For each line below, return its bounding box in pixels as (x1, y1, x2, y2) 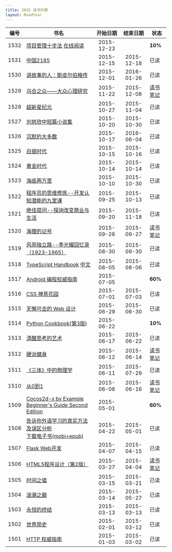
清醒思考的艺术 (26, 334, 62, 342)
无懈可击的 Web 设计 (26, 305, 76, 312)
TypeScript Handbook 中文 (26, 261, 91, 268)
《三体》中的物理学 (26, 367, 73, 374)
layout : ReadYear (5, 12, 42, 17)
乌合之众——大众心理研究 (26, 88, 88, 95)
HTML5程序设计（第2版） (26, 460, 89, 468)
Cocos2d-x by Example (26, 395, 84, 402)
